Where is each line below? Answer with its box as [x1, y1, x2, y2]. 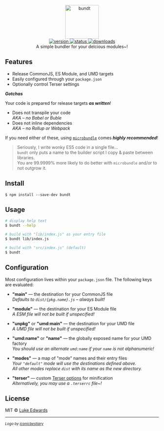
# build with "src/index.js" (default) [5, 245, 86, 250]
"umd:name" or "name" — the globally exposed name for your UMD [12, 335, 152, 341]
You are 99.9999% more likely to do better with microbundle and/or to [17, 160, 157, 166]
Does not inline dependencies [12, 120, 72, 126]
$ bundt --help [5, 223, 36, 228]
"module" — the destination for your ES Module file [12, 306, 117, 311]
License [5, 394, 30, 403]
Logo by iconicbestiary [5, 421, 44, 427]
